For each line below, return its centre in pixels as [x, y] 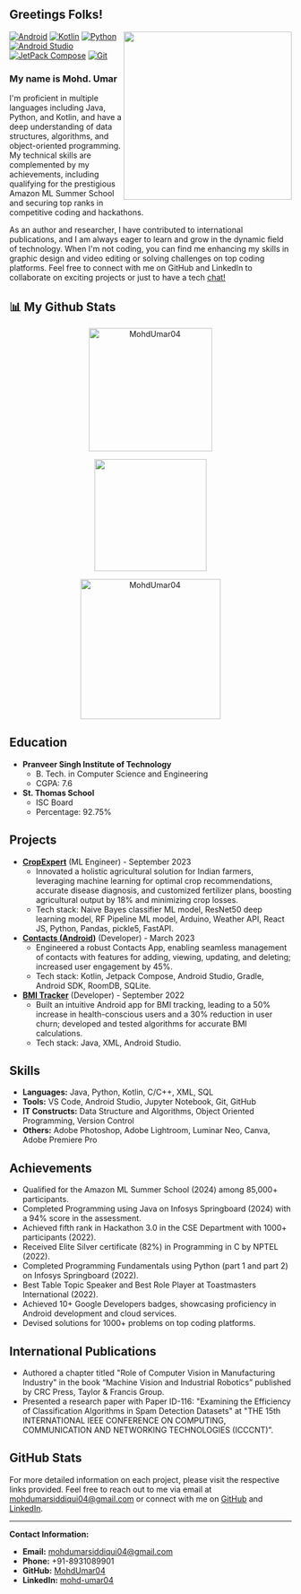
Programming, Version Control [78, 1121]
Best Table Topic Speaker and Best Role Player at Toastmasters [139, 1285]
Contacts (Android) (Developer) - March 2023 [108, 938]
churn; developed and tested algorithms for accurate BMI [142, 1023]
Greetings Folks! [56, 15]
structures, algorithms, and [59, 136]
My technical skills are [51, 155]
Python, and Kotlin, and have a [66, 117]
